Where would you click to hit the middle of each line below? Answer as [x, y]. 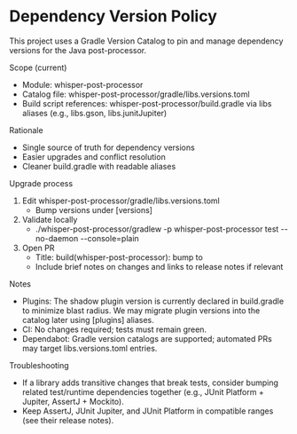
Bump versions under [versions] [94, 209]
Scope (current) [38, 67]
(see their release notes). [68, 420]
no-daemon [57, 238]
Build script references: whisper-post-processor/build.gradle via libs [147, 103]
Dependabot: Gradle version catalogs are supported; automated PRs [147, 338]
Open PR [38, 248]
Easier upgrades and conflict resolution [94, 156]
